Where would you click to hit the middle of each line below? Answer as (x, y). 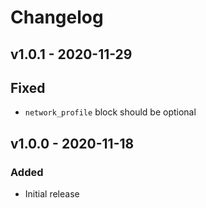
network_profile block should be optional (110, 112)
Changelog (57, 17)
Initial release (52, 194)
